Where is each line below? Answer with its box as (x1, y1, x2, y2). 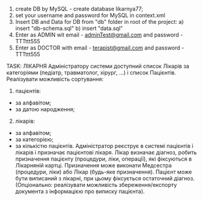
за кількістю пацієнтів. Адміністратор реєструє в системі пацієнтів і (15, 142, 194, 149)
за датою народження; (15, 106, 75, 112)
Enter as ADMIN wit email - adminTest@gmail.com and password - (15, 31, 183, 38)
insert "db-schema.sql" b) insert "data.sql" (15, 24, 124, 32)
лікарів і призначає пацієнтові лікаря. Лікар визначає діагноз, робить (15, 149, 197, 156)
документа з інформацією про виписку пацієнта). (15, 188, 145, 195)
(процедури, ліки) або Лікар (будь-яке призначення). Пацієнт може (15, 168, 193, 175)
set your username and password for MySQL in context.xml (15, 12, 166, 19)
